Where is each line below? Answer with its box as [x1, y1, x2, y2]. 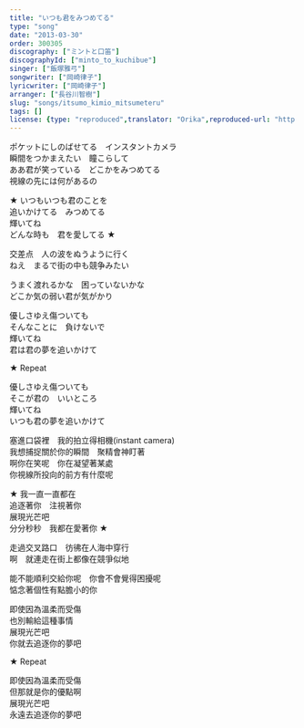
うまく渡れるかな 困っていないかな [9, 279, 146, 290]
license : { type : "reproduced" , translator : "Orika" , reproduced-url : [9, 115, 271, 124]
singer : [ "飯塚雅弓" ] [9, 65, 86, 74]
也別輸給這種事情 [9, 615, 74, 626]
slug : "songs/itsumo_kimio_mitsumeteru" [9, 98, 166, 108]
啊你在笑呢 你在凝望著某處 [9, 458, 114, 469]
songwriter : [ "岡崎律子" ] [9, 73, 103, 82]
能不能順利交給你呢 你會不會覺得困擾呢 [9, 573, 161, 584]
